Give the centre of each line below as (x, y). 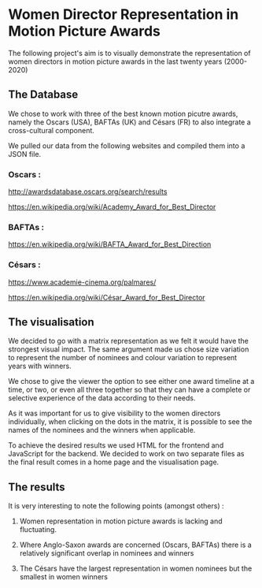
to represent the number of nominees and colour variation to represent (123, 358)
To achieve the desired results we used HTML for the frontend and (116, 445)
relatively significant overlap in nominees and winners (107, 553)
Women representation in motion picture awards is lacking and (121, 521)
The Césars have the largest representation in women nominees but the (136, 568)
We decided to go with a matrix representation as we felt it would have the (129, 341)
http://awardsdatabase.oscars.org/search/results (88, 192)
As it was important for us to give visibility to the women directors (114, 413)
